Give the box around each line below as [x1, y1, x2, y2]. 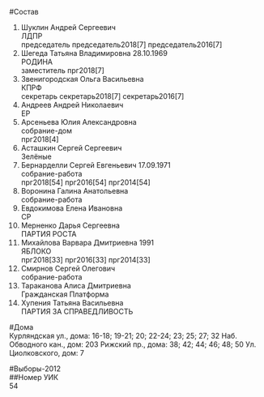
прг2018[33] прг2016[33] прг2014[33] [20, 255, 151, 264]
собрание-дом [20, 126, 72, 135]
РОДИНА [20, 57, 53, 66]
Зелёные [20, 152, 52, 161]
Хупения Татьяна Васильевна [20, 298, 124, 307]
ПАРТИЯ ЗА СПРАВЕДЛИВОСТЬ [20, 307, 134, 316]
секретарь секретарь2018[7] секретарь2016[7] [20, 92, 185, 100]
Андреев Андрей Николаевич [20, 100, 124, 109]
